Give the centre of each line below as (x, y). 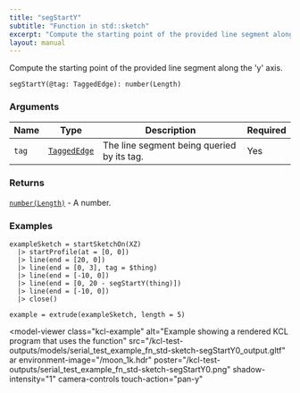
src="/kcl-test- (156, 341)
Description (171, 130)
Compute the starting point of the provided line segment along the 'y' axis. (146, 68)
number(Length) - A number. (60, 202)
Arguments (34, 107)
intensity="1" (33, 379)
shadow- (249, 370)
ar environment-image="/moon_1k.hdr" (81, 360)
